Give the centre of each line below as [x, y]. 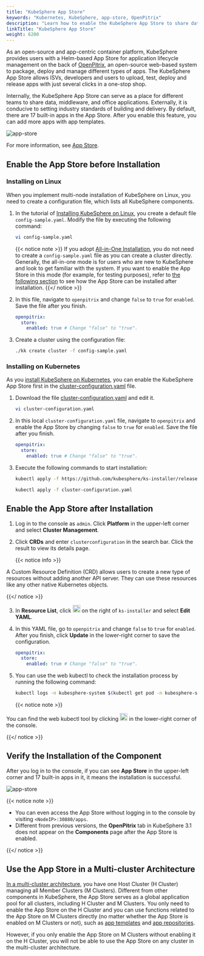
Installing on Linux [34, 182]
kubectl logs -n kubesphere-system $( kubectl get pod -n [89, 693]
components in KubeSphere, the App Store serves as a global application [98, 896]
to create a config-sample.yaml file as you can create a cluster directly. [104, 255]
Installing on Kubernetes [43, 366]
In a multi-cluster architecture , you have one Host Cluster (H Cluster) [92, 884]
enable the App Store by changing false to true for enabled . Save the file [106, 427]
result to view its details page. [52, 548]
